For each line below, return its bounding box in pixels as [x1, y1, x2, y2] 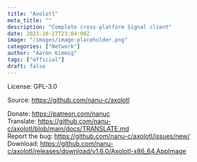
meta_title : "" [7, 17, 52, 24]
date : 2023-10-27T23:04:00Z [7, 30, 90, 37]
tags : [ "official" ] [7, 56, 65, 63]
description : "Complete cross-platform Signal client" [7, 23, 172, 30]
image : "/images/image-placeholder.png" [7, 37, 129, 44]
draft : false [7, 63, 46, 70]
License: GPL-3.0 [7, 82, 58, 90]
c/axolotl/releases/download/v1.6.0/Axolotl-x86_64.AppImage [7, 147, 186, 155]
